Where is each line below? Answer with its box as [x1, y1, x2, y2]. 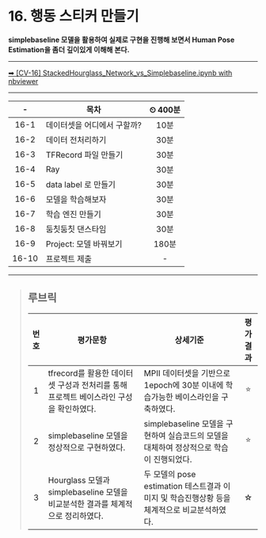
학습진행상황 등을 [169, 492, 231, 503]
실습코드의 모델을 [167, 429, 229, 441]
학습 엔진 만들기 [45, 208, 101, 219]
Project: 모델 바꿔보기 [45, 238, 123, 250]
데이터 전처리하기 [45, 134, 107, 145]
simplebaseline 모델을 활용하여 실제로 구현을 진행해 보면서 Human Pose [8, 35, 235, 44]
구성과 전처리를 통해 [57, 380, 128, 391]
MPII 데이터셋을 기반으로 [143, 368, 231, 379]
